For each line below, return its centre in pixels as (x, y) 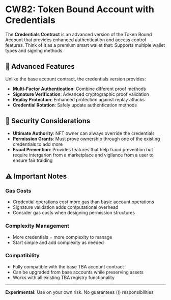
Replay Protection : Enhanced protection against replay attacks (79, 99)
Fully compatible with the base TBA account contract (68, 266)
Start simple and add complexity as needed (58, 242)
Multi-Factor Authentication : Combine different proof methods (79, 89)
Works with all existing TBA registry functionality (64, 277)
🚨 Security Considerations (48, 121)
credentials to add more (38, 144)
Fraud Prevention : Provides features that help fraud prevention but (83, 149)
